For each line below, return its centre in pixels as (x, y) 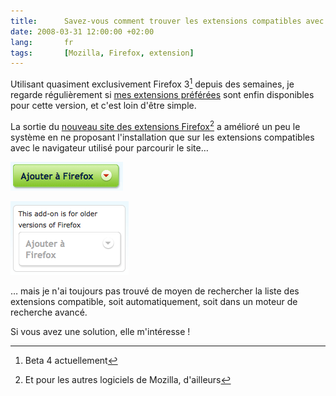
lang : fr (42, 42)
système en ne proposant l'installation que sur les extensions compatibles (162, 137)
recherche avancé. (49, 312)
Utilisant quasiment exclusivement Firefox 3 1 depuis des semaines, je (152, 83)
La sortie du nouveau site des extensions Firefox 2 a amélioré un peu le (155, 125)
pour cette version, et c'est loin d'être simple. (103, 105)
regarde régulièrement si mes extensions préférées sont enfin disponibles (162, 94)
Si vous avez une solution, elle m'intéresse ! (100, 331)
